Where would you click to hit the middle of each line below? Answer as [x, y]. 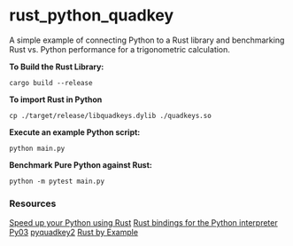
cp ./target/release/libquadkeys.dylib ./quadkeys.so [111, 115]
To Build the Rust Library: [57, 67]
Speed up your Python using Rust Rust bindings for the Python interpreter [143, 223]
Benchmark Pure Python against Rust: [81, 164]
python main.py [37, 148]
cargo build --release [51, 83]
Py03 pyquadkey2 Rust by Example [74, 233]
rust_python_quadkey [92, 16]
